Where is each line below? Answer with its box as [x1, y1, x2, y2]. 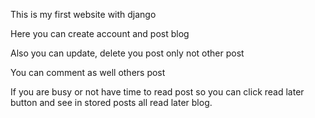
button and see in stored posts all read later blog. [10, 97, 213, 108]
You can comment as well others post [10, 67, 166, 78]
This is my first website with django [10, 9, 157, 20]
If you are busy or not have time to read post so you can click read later [10, 86, 305, 98]
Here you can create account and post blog [10, 28, 190, 39]
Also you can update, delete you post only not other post [10, 47, 245, 59]
